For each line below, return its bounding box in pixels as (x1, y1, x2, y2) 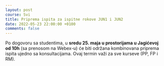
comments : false (5, 26, 39, 31)
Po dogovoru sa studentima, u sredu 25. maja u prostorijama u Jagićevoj (5, 40, 159, 46)
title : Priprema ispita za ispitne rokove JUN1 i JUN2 (5, 17, 124, 22)
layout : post (5, 7, 33, 13)
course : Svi (5, 12, 30, 17)
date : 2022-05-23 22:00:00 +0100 (5, 21, 76, 27)
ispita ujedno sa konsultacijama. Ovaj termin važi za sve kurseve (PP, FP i (5, 51, 158, 57)
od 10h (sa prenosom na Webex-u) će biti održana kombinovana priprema (5, 45, 159, 51)
